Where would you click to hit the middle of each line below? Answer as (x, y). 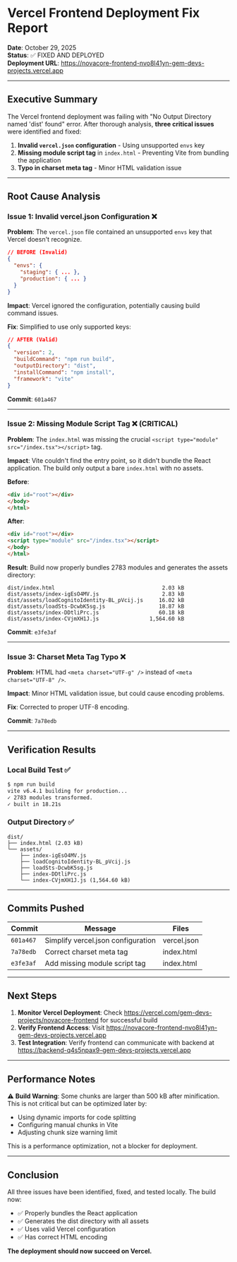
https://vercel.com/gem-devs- (168, 1013)
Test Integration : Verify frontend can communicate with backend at (116, 1043)
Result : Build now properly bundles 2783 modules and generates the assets (118, 567)
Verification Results (52, 749)
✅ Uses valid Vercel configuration (67, 1229)
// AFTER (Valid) (33, 340)
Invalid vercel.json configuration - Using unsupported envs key (111, 145)
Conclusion (33, 1175)
